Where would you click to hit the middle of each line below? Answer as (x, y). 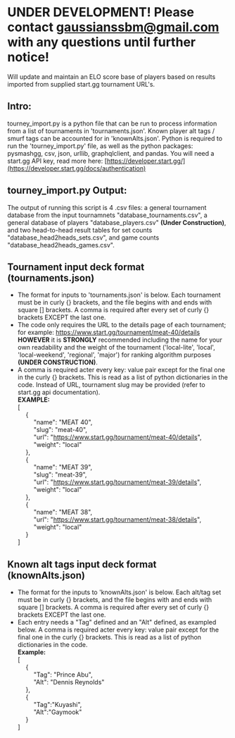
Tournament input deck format (76, 267)
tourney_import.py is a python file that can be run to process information (112, 123)
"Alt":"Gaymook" (58, 712)
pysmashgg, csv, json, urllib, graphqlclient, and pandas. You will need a (111, 153)
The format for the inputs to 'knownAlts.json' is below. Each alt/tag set (119, 592)
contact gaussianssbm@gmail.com (113, 27)
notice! (28, 57)
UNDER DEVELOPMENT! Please (101, 12)
